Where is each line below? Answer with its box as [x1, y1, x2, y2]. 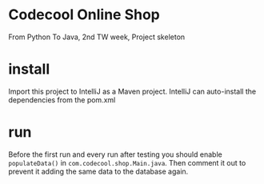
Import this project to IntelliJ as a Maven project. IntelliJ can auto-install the [8, 86, 257, 96]
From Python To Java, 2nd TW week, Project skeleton [8, 32, 186, 42]
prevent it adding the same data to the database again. [8, 166, 189, 176]
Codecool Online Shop [8, 6, 160, 24]
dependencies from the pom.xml [8, 94, 116, 105]
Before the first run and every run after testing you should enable [8, 150, 222, 159]
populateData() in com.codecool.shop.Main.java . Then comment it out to [8, 158, 246, 167]
